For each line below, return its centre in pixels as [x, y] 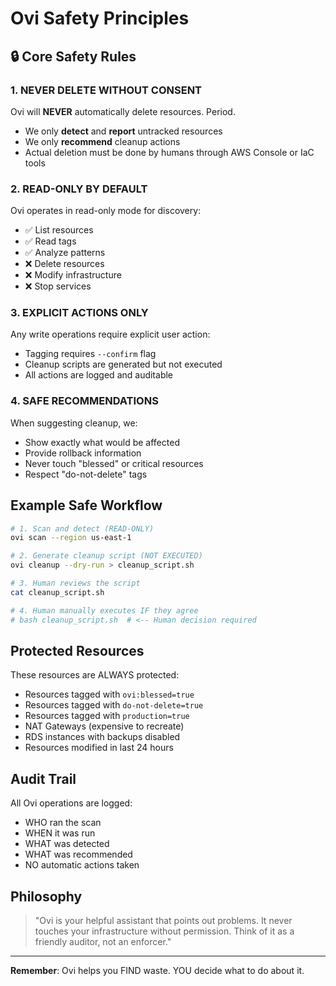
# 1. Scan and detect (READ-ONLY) [82, 528]
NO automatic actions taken [82, 865]
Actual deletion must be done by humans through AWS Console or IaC [169, 152]
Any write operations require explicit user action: [110, 334]
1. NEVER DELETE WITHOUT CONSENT [106, 90]
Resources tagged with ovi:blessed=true [109, 694]
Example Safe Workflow [86, 505]
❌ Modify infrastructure [73, 275]
